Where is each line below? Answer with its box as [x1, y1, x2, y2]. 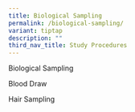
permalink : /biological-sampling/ [8, 19, 125, 27]
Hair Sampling [8, 94, 55, 104]
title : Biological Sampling [8, 11, 103, 20]
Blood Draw [8, 79, 47, 89]
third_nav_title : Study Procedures [8, 42, 128, 50]
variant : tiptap [8, 26, 63, 34]
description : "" [8, 34, 63, 42]
